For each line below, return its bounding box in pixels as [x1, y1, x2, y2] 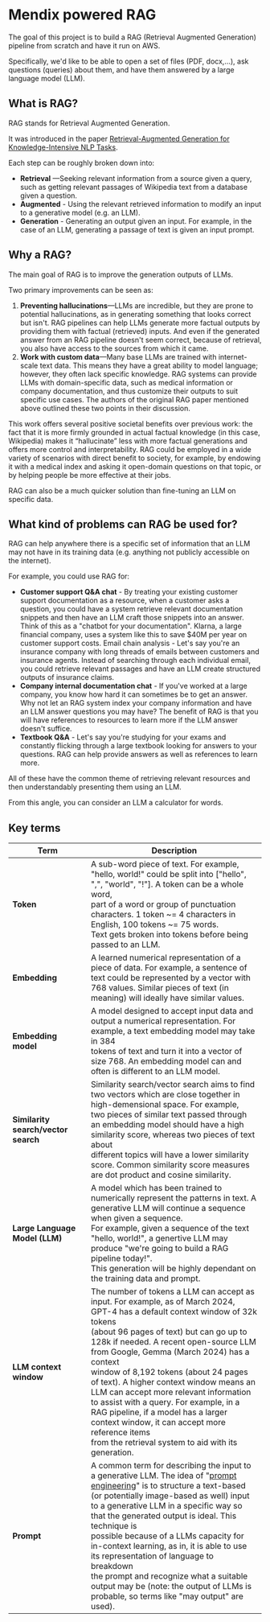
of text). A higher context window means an [91, 1377, 256, 1388]
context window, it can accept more [91, 1417, 227, 1428]
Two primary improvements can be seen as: [8, 285, 154, 294]
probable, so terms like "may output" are [91, 1591, 243, 1602]
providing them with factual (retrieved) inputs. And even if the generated [19, 326, 260, 336]
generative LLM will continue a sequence [91, 1203, 246, 1214]
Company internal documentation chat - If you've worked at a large [19, 681, 247, 691]
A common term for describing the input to [91, 1460, 252, 1472]
